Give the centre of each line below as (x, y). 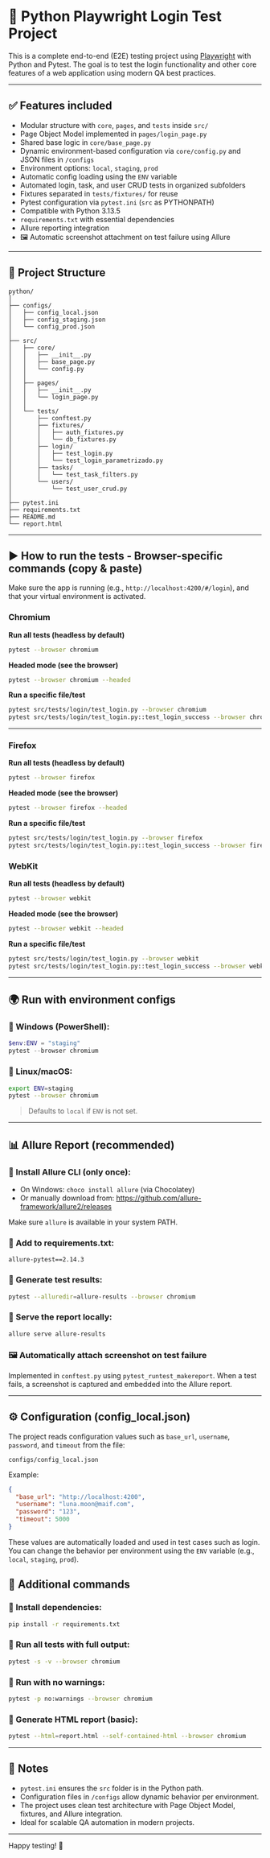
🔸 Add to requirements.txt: (61, 1243)
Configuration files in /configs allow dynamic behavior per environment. (139, 1796)
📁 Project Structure (57, 273)
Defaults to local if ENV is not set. (83, 1111)
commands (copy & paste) (76, 568)
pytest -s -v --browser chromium (64, 1662)
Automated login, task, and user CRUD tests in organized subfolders (133, 185)
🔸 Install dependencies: (55, 1608)
